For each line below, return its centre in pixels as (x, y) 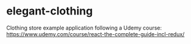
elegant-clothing (50, 11)
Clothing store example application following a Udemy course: (84, 28)
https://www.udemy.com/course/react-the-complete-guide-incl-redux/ (95, 34)
